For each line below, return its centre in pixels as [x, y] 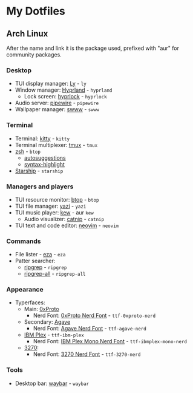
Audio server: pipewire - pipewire [57, 103]
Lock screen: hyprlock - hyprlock [65, 97]
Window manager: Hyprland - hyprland [64, 90]
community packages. [34, 55]
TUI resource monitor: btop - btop [57, 199]
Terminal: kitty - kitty [42, 138]
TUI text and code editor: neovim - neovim [67, 225]
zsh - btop [28, 151]
